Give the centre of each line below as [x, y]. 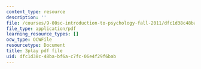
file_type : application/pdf [41, 28]
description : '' [26, 17]
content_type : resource [36, 12]
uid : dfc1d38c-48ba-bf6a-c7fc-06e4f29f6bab [61, 56]
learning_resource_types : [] [42, 34]
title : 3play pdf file [34, 51]
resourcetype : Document [36, 46]
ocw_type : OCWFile [29, 40]
